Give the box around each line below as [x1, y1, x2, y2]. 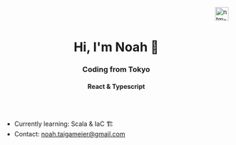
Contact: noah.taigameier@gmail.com [14, 130, 126, 139]
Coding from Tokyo [82, 65, 150, 75]
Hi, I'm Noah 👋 [73, 39, 159, 55]
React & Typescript [87, 82, 145, 90]
